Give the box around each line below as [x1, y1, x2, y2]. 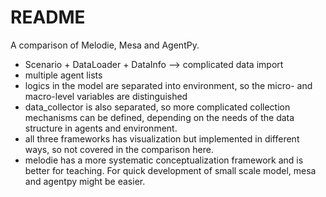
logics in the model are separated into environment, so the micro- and [24, 79, 313, 91]
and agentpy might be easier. [24, 175, 146, 187]
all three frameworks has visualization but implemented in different [24, 132, 300, 145]
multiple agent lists [24, 69, 103, 81]
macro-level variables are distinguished [24, 90, 188, 102]
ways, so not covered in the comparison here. [24, 143, 214, 155]
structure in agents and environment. [24, 122, 178, 134]
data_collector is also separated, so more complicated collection [24, 101, 291, 113]
